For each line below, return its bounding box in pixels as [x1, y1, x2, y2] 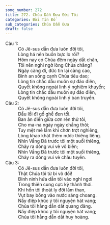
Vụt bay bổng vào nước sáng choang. [18, 192, 97, 198]
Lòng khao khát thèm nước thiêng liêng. [18, 133, 101, 139]
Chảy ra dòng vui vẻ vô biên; [18, 143, 78, 149]
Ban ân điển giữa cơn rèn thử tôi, [18, 116, 87, 122]
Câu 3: [5, 160, 19, 166]
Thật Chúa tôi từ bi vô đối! [18, 170, 72, 177]
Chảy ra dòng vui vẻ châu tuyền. [18, 154, 87, 161]
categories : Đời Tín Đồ [5, 17, 56, 22]
